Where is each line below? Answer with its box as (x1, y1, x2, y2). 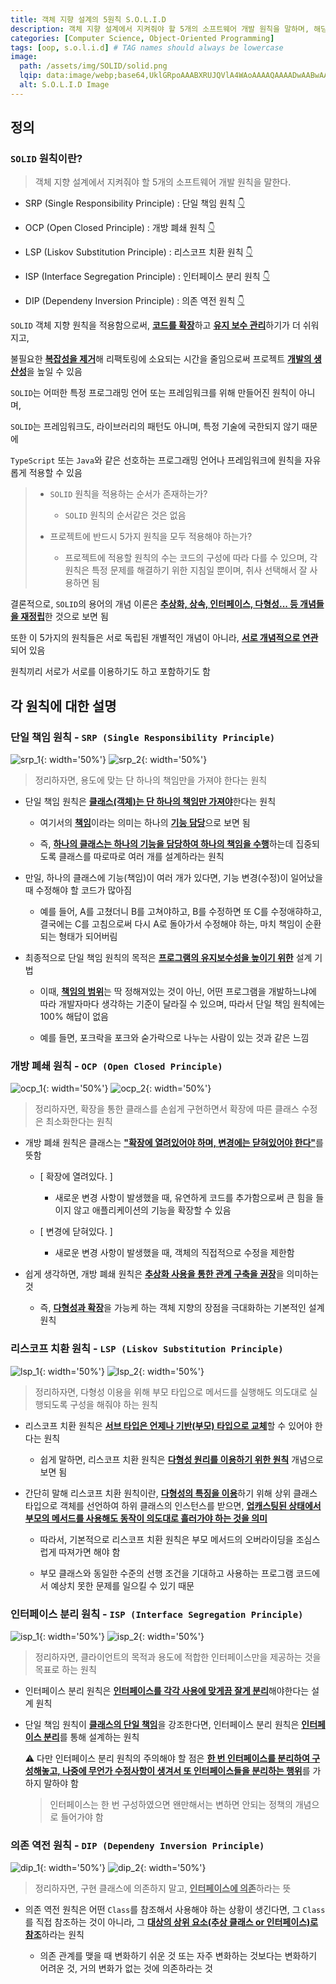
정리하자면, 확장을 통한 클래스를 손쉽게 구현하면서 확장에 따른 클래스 (34, 1103, 300, 1115)
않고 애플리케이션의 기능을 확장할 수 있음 (73, 1204, 232, 1216)
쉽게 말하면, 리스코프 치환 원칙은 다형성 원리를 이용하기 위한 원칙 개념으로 (39, 1453, 324, 1465)
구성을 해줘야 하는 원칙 (69, 1398, 158, 1410)
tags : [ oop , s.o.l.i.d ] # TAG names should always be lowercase (10, 42, 284, 53)
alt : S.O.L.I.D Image (19, 80, 110, 90)
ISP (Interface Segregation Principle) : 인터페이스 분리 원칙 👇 (24, 271, 270, 283)
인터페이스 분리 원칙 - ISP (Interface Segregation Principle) (10, 1607, 304, 1621)
